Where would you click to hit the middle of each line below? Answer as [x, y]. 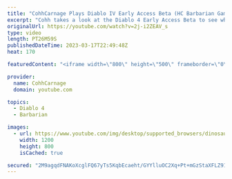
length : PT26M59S [32, 39]
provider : [21, 76]
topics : [18, 102]
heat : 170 [21, 52]
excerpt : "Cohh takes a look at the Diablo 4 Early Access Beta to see [112, 20]
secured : [20, 165]
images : [18, 127]
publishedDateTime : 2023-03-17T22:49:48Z [68, 45]
